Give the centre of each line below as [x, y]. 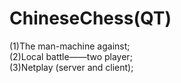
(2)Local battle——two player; [71, 56]
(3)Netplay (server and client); [71, 67]
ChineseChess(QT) [90, 18]
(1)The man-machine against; [70, 46]
